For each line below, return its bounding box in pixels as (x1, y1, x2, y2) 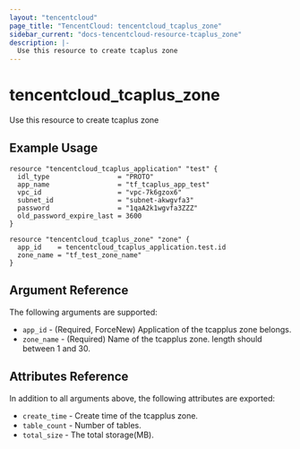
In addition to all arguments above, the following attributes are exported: (9, 393, 276, 403)
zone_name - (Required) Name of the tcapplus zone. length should (21, 333, 262, 344)
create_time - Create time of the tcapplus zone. (21, 410, 199, 421)
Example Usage (9, 141, 99, 156)
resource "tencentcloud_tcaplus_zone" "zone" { (9, 235, 191, 244)
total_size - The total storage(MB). (21, 429, 154, 440)
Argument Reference (9, 283, 129, 298)
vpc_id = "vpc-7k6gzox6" (17, 187, 182, 197)
